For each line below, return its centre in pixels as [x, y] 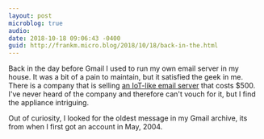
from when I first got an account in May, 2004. [86, 127]
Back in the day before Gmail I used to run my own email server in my [124, 68]
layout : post [30, 16]
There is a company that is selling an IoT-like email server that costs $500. [132, 86]
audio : [19, 31]
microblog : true [36, 23]
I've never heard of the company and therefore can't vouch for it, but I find [132, 94]
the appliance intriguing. [49, 103]
